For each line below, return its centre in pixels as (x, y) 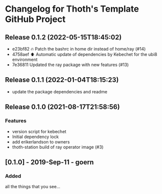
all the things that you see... (33, 187)
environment (25, 60)
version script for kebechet (39, 131)
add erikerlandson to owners (41, 141)
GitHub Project (35, 19)
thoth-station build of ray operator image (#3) (58, 147)
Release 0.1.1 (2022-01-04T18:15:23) (62, 80)
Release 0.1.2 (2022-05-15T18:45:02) (63, 37)
